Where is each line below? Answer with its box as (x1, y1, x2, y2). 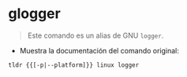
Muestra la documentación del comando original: (19, 46, 180, 55)
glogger (8, 5, 61, 23)
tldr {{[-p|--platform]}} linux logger (8, 60, 140, 69)
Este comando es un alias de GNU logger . (27, 31, 164, 40)
